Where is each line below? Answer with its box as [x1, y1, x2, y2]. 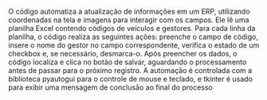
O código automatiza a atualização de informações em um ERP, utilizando [8, 7, 251, 16]
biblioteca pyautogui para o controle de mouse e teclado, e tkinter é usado [8, 75, 253, 83]
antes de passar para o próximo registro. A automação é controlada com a [8, 66, 253, 75]
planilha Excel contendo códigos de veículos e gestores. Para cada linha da [8, 24, 256, 33]
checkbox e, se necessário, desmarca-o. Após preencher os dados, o [8, 49, 238, 58]
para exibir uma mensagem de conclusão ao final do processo [8, 83, 213, 92]
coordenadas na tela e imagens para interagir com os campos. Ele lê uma [8, 15, 249, 25]
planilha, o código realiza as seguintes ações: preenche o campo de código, [8, 32, 259, 41]
